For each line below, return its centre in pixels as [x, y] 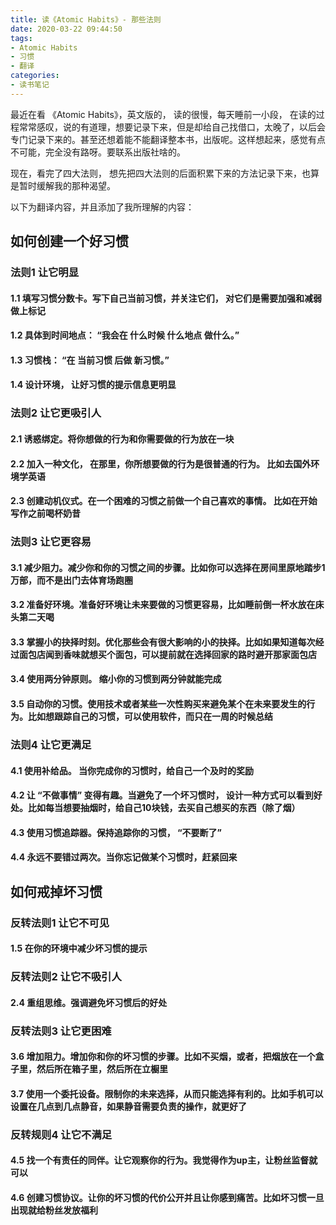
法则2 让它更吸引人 [56, 413]
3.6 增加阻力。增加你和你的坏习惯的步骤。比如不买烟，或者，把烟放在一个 [163, 1057]
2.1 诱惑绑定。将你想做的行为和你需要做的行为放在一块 [122, 438]
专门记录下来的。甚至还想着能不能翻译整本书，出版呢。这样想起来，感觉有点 [168, 139]
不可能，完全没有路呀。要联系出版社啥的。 [98, 152]
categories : [35, 76]
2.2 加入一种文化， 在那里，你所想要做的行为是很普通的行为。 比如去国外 [161, 463]
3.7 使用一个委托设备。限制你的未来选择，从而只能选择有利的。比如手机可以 [167, 1093]
